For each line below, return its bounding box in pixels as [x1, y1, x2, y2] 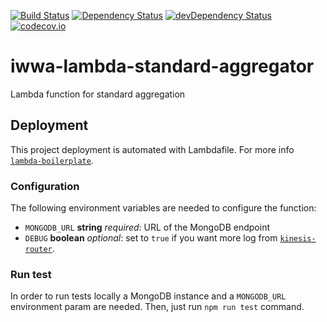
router [24, 245, 53, 255]
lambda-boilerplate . [10, 154, 94, 166]
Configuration [10, 179, 80, 193]
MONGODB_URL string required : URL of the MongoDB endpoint [24, 221, 271, 234]
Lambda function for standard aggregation [10, 88, 186, 100]
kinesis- [279, 234, 317, 244]
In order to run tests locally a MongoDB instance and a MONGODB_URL [10, 290, 287, 302]
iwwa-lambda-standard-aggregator [10, 55, 315, 78]
